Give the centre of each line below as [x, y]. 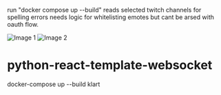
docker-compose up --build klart [54, 84]
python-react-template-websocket [110, 65]
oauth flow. [23, 24]
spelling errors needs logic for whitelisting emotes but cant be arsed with [111, 17]
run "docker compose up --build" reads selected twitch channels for [104, 10]
